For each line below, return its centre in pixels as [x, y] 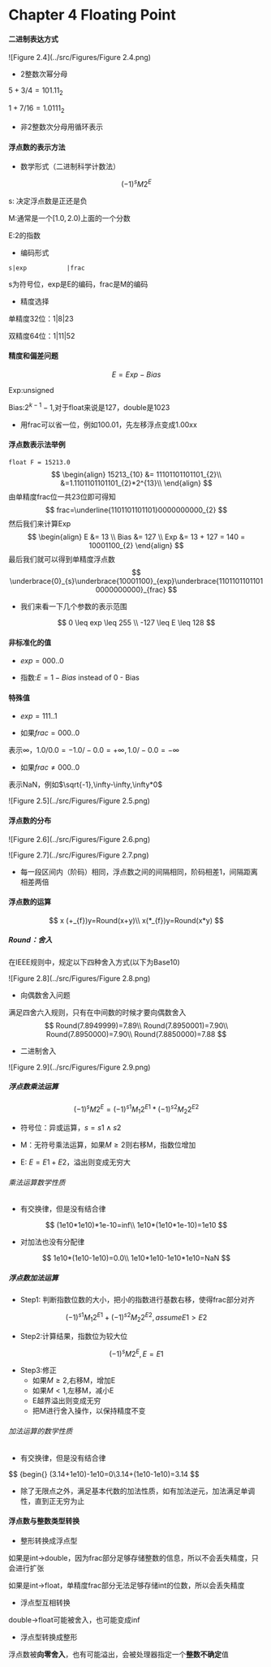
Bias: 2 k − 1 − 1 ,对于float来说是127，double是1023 [89, 406]
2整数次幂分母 [44, 74]
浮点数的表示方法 [37, 147]
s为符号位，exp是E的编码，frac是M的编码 [78, 284]
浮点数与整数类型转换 [44, 1521]
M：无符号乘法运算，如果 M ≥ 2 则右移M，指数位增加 [108, 1145]
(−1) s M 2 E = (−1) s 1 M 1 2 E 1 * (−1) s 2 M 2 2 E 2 [136, 1109]
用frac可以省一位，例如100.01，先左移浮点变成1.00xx [108, 425]
